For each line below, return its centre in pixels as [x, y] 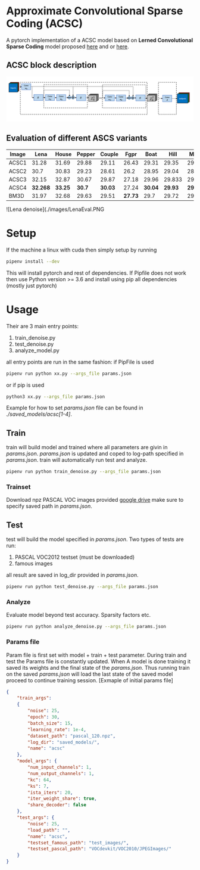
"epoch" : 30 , [44, 717]
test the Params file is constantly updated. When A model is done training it [99, 661]
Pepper [86, 154]
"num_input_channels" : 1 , [60, 768]
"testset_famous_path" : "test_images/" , [78, 843]
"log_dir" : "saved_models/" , [64, 742]
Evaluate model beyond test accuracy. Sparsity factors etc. [78, 615]
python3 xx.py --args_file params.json [56, 397]
